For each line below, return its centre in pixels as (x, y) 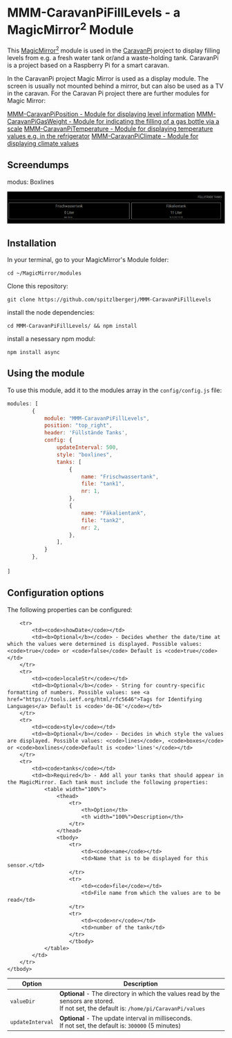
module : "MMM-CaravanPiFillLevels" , (97, 418)
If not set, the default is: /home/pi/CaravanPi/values (133, 1008)
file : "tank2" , (103, 520)
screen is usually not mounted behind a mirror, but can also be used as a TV (115, 86)
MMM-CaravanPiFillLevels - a (94, 13)
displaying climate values (43, 143)
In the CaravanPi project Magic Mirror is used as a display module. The (108, 78)
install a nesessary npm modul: (51, 339)
